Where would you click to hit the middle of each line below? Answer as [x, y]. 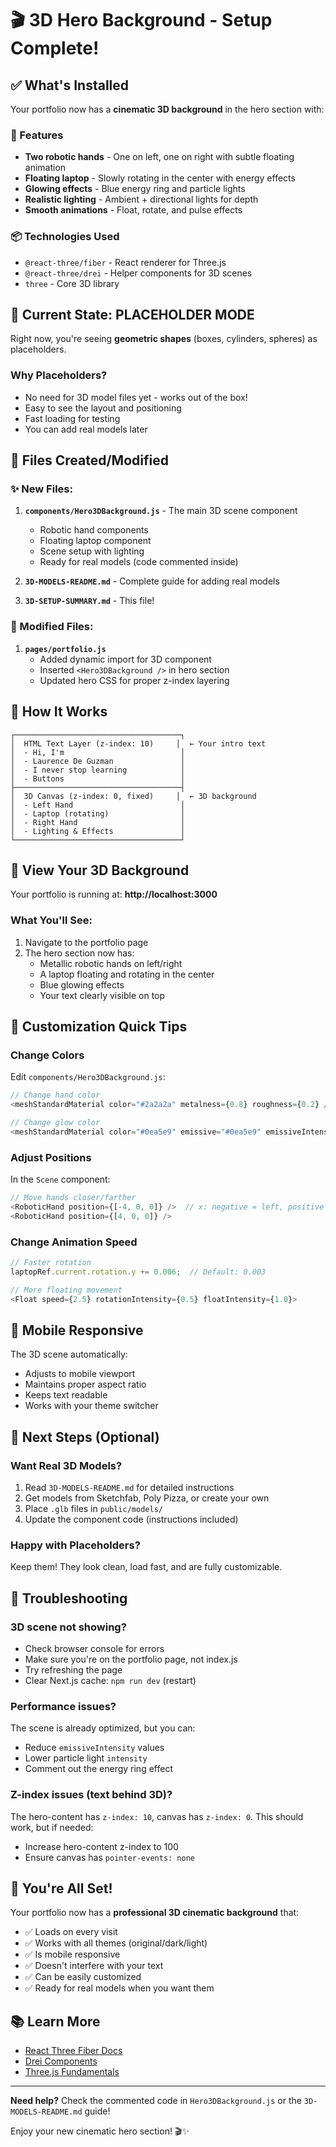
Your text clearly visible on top [102, 995]
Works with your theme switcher [91, 1406]
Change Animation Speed [74, 1242]
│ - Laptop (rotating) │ [98, 813]
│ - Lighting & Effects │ [98, 831]
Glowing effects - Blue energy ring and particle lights [135, 189]
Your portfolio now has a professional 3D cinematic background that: [155, 1913]
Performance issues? [63, 1706]
